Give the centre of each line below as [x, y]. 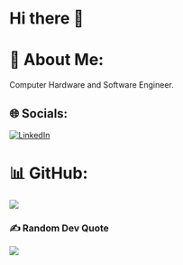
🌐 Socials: [39, 114]
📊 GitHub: [49, 173]
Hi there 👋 [46, 19]
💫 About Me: [57, 60]
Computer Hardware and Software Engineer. [91, 85]
